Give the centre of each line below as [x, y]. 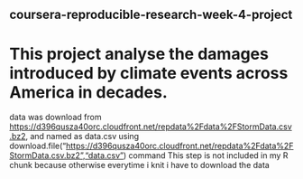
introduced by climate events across [149, 73]
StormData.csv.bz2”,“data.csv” [67, 155]
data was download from [55, 118]
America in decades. [89, 92]
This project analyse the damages [139, 54]
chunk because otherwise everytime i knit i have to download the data [140, 165]
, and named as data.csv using [83, 137]
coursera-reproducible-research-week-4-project [151, 15]
